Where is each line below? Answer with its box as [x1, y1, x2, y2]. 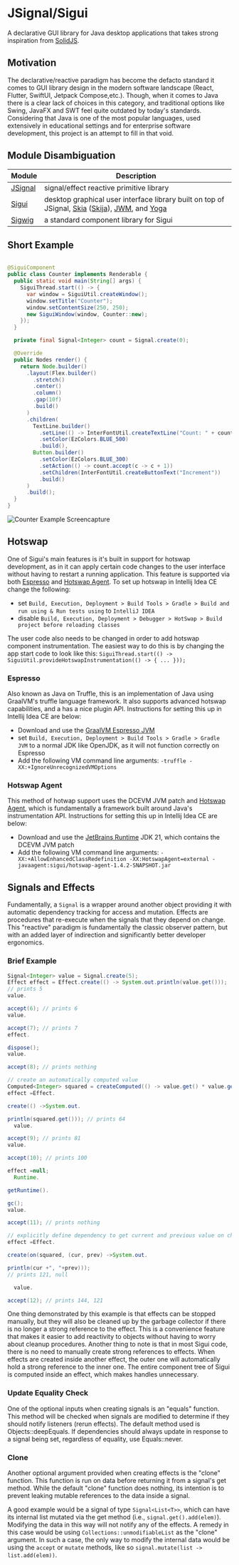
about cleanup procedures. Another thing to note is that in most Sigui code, [7, 1340, 228, 1349]
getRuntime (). [7, 1186, 50, 1194]
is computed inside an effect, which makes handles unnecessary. [7, 1370, 199, 1379]
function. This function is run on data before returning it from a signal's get [7, 1476, 226, 1484]
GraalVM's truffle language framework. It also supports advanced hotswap [7, 697, 226, 705]
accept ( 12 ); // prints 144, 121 [7, 1297, 103, 1304]
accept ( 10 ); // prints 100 [7, 1154, 87, 1162]
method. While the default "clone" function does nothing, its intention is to [7, 1484, 225, 1492]
